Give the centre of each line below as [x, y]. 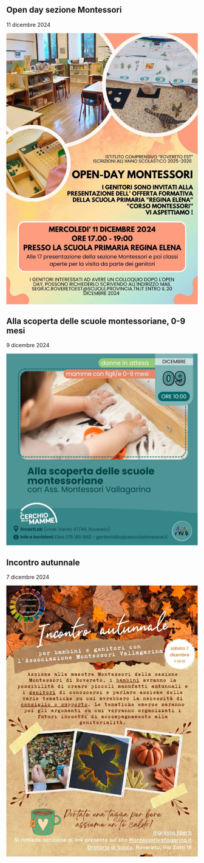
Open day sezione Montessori [64, 10]
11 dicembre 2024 [29, 24]
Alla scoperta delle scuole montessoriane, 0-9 [96, 321]
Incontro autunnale [43, 562]
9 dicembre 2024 [28, 345]
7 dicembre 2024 [28, 577]
